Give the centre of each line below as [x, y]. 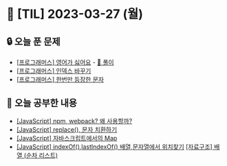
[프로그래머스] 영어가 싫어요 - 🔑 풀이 [65, 62]
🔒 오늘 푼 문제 [33, 41]
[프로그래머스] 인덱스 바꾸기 [54, 71]
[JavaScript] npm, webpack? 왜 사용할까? [74, 121]
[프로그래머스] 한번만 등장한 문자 [60, 79]
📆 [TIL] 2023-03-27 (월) [75, 14]
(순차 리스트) [41, 155]
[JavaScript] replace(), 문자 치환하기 [67, 129]
